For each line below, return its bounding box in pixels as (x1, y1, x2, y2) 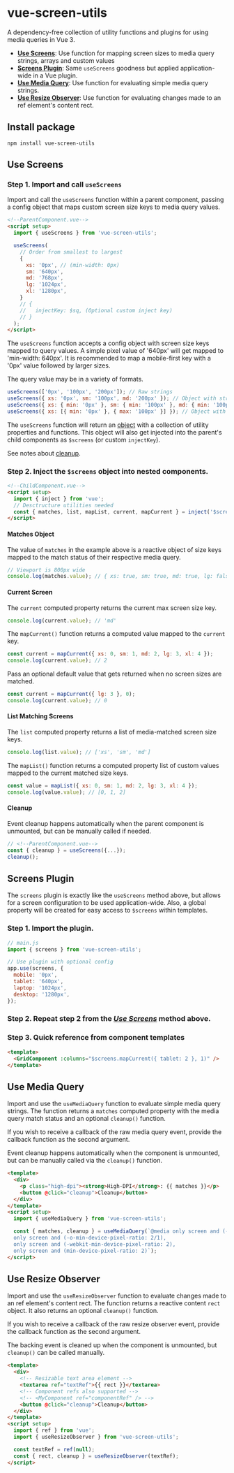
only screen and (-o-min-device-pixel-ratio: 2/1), (13, 1235, 167, 1242)
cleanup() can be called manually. (7, 1349, 105, 1357)
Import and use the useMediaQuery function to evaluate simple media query (7, 1099, 221, 1108)
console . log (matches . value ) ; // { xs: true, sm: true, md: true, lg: (7, 573, 214, 580)
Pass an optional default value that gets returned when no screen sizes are (7, 669, 222, 679)
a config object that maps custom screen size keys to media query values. (7, 203, 221, 211)
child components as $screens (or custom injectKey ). (7, 435, 160, 444)
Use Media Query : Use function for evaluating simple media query (17, 78, 209, 87)
